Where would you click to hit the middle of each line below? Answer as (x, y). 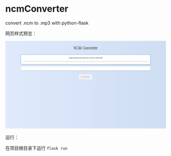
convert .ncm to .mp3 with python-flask (47, 23)
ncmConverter (37, 9)
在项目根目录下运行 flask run (36, 148)
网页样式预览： (21, 33)
